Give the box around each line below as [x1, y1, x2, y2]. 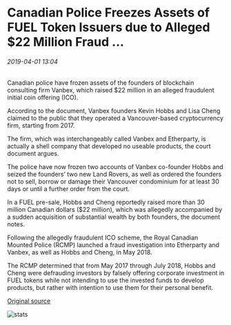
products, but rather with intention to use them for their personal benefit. [7, 284, 214, 292]
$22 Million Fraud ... [7, 35, 124, 50]
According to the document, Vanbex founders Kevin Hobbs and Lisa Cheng [7, 107, 221, 115]
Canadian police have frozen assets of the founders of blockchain [7, 79, 194, 87]
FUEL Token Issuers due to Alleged [7, 19, 210, 35]
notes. [7, 220, 26, 228]
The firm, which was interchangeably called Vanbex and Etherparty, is [7, 135, 207, 143]
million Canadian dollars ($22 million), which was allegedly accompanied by [7, 206, 223, 214]
